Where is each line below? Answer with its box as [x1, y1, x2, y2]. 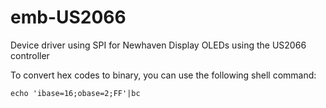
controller [10, 49, 50, 61]
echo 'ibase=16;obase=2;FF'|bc [10, 88, 141, 98]
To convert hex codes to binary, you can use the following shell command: [10, 69, 317, 81]
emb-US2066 [10, 6, 127, 29]
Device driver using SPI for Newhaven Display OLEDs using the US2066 [10, 39, 307, 51]
